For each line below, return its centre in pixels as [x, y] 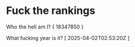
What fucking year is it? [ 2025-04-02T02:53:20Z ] [68, 38]
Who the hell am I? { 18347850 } [45, 27]
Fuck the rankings [51, 11]
